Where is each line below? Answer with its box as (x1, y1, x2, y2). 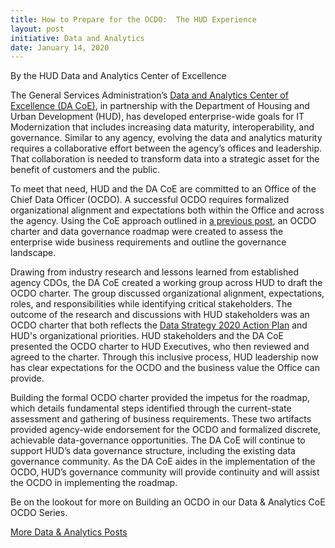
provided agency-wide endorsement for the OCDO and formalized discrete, (10, 424, 322, 436)
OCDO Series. (10, 507, 68, 519)
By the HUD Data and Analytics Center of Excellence (10, 70, 227, 82)
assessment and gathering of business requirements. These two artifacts (10, 413, 312, 425)
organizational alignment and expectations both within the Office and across (10, 204, 325, 216)
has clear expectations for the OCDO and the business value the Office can (10, 362, 320, 374)
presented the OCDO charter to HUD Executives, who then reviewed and (10, 341, 310, 353)
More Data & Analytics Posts (10, 526, 128, 538)
